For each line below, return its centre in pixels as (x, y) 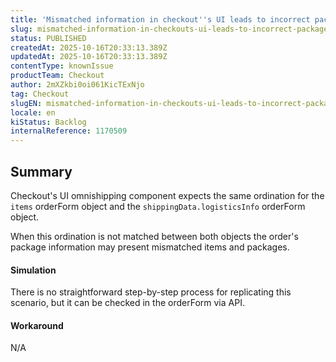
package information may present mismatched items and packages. (150, 247)
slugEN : (26, 103)
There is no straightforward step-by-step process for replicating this (151, 292)
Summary (41, 171)
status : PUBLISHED (48, 38)
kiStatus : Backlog (48, 122)
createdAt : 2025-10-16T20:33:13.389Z (89, 47)
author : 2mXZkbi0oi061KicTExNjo (77, 85)
